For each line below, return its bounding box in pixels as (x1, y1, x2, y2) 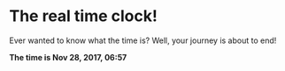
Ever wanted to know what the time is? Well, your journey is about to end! (9, 35, 277, 46)
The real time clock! (9, 6, 158, 26)
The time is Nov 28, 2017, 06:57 (9, 52, 127, 62)
